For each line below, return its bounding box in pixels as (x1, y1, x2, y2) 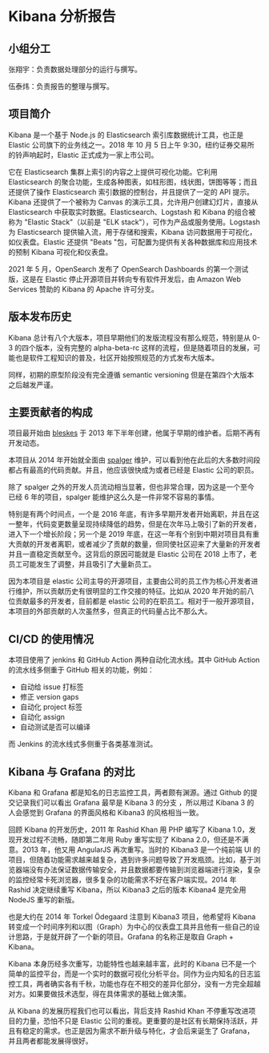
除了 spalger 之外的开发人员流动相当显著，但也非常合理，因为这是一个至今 (8, 482, 255, 492)
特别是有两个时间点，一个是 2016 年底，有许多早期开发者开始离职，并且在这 (8, 510, 260, 519)
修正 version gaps (19, 692, 79, 702)
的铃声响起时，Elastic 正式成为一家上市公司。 (8, 150, 159, 159)
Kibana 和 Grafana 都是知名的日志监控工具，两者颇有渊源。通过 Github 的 (8, 788, 251, 797)
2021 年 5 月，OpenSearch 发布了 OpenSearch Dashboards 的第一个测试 (8, 264, 249, 273)
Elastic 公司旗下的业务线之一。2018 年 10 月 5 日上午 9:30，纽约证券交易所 (8, 139, 255, 149)
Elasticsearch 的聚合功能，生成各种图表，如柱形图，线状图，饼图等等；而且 (8, 177, 258, 187)
